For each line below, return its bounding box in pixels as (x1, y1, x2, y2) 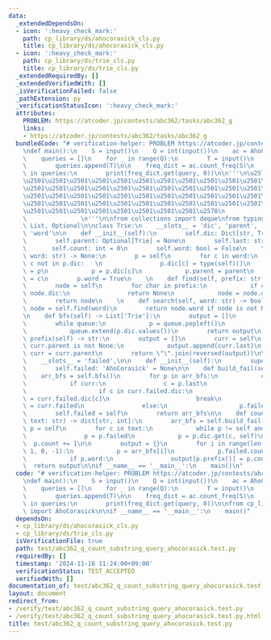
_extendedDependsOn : (15, 19, 85, 27)
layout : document (8, 590, 67, 598)
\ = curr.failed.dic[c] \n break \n (23, 395, 222, 403)
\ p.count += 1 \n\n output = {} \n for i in (23, 439, 226, 448)
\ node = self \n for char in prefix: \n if (23, 282, 258, 291)
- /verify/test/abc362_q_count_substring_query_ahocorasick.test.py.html (8, 612, 262, 620)
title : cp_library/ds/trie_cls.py (23, 65, 139, 73)
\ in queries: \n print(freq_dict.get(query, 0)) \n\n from (23, 500, 244, 508)
